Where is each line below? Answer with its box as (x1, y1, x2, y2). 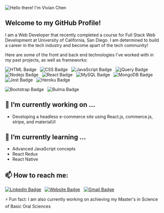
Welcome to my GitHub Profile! (5, 19, 101, 27)
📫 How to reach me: (5, 171, 69, 179)
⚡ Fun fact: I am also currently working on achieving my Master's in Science (5, 196, 158, 202)
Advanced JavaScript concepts (12, 146, 76, 152)
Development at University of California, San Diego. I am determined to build (5, 37, 159, 43)
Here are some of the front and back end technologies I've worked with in (5, 51, 154, 58)
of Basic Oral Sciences (5, 203, 51, 210)
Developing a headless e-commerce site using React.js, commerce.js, (12, 114, 153, 119)
